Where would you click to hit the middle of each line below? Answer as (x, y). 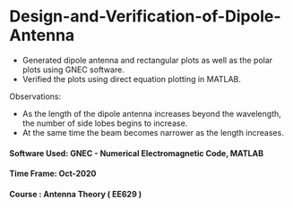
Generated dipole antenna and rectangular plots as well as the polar (147, 60)
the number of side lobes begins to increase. (105, 123)
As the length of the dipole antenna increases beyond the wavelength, (152, 113)
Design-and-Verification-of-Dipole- (145, 17)
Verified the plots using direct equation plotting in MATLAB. (132, 79)
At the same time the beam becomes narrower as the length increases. (153, 132)
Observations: (35, 96)
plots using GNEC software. (73, 70)
